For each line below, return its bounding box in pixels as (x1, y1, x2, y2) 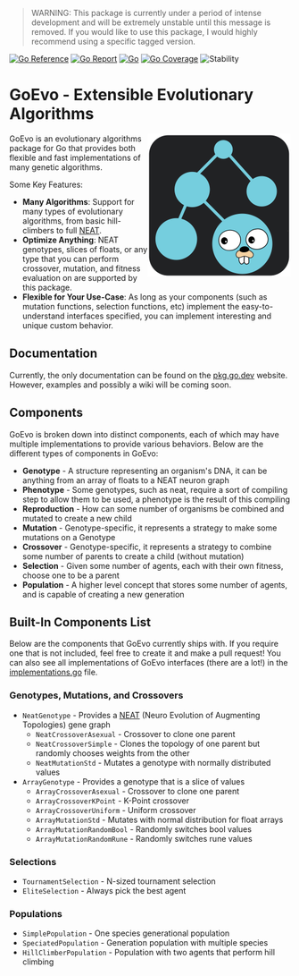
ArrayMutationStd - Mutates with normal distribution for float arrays (35, 814, 284, 825)
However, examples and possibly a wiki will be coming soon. (9, 379, 232, 390)
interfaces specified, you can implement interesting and (66, 310, 272, 321)
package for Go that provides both (9, 142, 137, 153)
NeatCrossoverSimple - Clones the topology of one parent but (35, 738, 261, 749)
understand (21, 310, 65, 321)
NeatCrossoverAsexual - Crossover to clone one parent (35, 728, 236, 739)
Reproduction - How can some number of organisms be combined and (21, 503, 285, 513)
